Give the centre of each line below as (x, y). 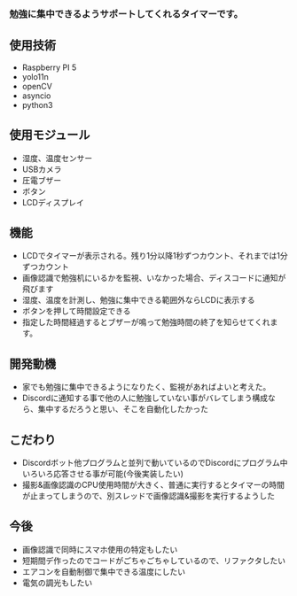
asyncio (36, 96)
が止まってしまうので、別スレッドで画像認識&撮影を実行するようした (148, 495)
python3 (37, 104)
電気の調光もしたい (57, 583)
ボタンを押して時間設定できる (76, 311)
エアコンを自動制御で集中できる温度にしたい (104, 571)
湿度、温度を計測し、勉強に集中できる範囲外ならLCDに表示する (138, 300)
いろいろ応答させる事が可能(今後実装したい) (103, 473)
